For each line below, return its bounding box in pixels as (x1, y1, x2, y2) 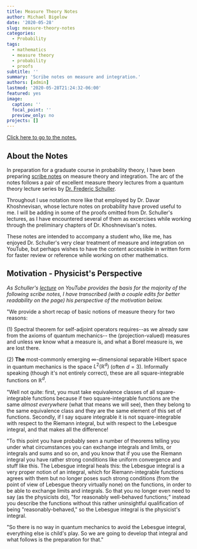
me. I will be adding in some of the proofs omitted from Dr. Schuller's (6, 209, 173, 216)
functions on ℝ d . (6, 376, 46, 384)
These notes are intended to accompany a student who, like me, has (6, 233, 172, 240)
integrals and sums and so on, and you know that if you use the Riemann (6, 450, 182, 457)
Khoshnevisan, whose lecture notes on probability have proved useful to (6, 203, 182, 210)
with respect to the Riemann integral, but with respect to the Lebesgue (6, 420, 177, 427)
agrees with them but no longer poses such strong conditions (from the (6, 475, 179, 482)
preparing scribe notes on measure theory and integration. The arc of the (6, 173, 184, 180)
